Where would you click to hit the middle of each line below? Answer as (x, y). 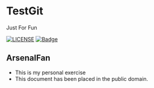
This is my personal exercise (50, 72)
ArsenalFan (28, 58)
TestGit (25, 11)
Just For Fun (22, 28)
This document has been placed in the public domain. (82, 78)
